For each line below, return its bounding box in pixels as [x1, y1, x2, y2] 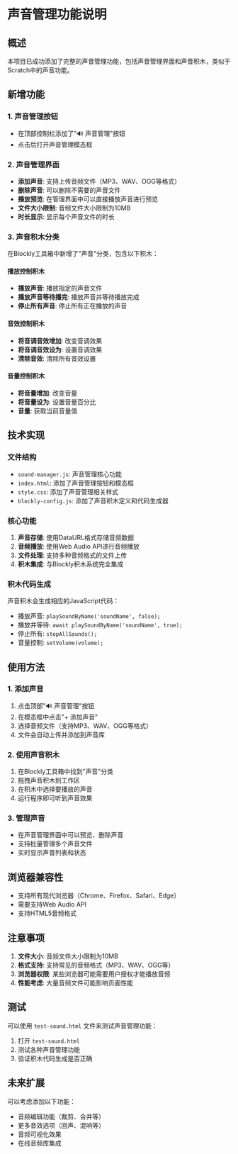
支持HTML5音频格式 [17, 909, 77, 918]
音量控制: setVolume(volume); [17, 639, 104, 647]
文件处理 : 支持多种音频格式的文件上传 [17, 551, 127, 559]
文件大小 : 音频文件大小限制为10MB [17, 952, 119, 960]
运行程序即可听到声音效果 [17, 794, 93, 802]
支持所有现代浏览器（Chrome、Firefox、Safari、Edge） [17, 891, 181, 900]
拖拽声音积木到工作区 [17, 776, 80, 785]
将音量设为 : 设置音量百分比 [17, 398, 96, 406]
